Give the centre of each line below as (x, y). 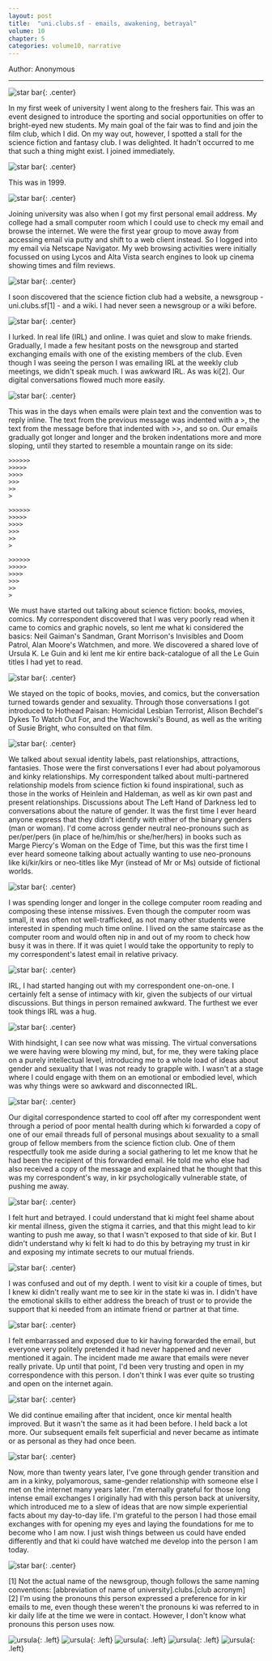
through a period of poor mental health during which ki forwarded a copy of (134, 1126)
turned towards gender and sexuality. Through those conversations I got (129, 702)
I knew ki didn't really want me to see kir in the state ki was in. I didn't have (133, 1292)
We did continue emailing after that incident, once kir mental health (120, 1415)
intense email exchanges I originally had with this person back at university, (134, 1498)
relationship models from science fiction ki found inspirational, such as (126, 785)
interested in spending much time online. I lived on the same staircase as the (136, 929)
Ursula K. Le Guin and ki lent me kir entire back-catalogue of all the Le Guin (134, 654)
